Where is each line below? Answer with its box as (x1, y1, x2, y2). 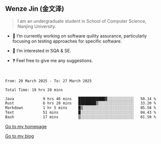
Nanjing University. (17, 23, 56, 29)
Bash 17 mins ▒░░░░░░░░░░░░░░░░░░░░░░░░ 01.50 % (5, 115, 156, 120)
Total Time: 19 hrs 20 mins (5, 87, 63, 92)
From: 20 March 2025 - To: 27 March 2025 (5, 78, 92, 83)
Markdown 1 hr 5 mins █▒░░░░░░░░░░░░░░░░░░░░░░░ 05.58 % (5, 106, 156, 110)
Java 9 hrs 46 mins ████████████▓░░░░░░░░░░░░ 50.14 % (5, 96, 156, 101)
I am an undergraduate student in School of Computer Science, (17, 18, 147, 24)
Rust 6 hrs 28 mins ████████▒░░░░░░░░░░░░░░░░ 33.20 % (5, 101, 156, 106)
